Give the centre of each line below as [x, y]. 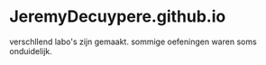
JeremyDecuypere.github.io [118, 17]
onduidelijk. [31, 51]
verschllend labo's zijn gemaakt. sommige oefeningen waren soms [133, 42]
